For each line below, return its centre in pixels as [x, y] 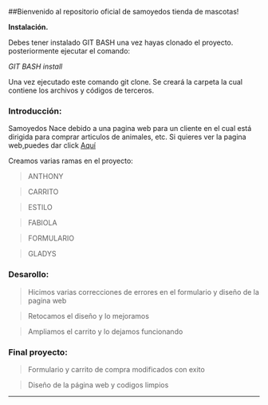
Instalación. [28, 27]
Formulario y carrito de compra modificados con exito [116, 369]
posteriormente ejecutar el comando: [69, 51]
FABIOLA [42, 223]
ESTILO [40, 208]
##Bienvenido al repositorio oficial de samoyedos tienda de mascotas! [124, 12]
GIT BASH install [35, 66]
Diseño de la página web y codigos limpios [98, 385]
